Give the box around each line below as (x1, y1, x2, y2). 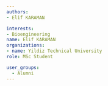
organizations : (6, 42, 45, 48)
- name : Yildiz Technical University (6, 48, 103, 55)
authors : (6, 8, 29, 15)
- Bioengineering (6, 31, 51, 37)
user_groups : (6, 64, 40, 70)
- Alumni (12, 70, 34, 76)
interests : (6, 25, 34, 31)
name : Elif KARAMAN (6, 37, 56, 43)
